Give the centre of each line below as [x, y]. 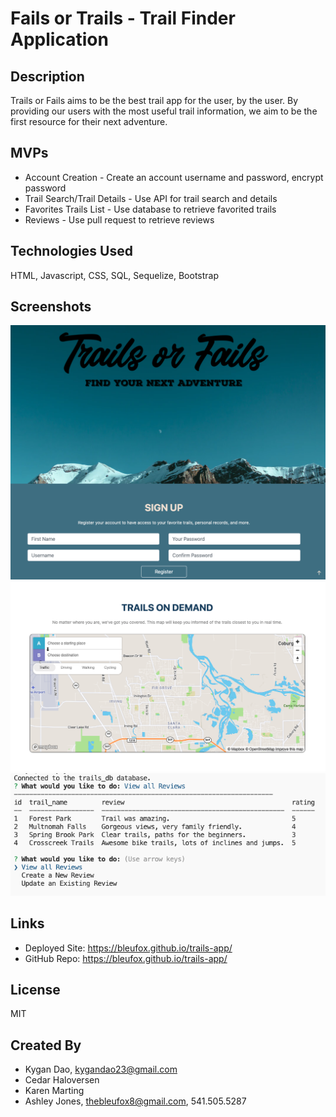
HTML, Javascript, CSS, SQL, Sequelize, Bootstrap [114, 275]
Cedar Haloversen [62, 1080]
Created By [46, 1045]
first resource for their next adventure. [89, 121]
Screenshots [51, 307]
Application [59, 39]
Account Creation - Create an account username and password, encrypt [174, 177]
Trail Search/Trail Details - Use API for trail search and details [151, 198]
